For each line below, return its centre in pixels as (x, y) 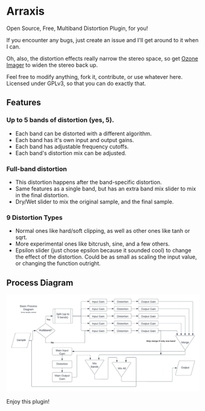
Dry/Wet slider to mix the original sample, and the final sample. (94, 202)
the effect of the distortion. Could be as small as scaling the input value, (106, 257)
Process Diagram (40, 283)
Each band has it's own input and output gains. (75, 140)
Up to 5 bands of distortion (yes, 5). (60, 120)
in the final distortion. (42, 195)
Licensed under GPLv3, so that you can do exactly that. (76, 83)
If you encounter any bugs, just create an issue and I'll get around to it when (102, 40)
